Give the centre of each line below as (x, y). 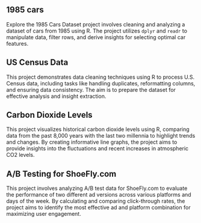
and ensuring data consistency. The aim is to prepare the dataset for (91, 90)
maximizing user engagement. (44, 214)
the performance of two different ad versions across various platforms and (99, 195)
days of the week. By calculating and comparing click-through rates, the (96, 201)
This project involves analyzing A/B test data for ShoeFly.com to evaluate (97, 188)
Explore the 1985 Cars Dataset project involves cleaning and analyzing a (96, 24)
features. (17, 43)
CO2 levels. (20, 155)
